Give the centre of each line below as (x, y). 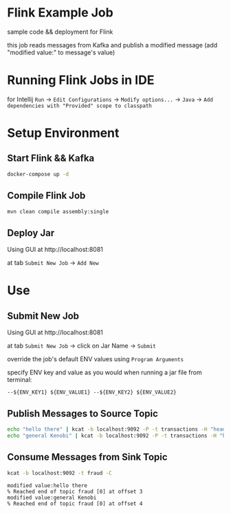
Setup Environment (63, 133)
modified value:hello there (47, 485)
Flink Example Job (60, 13)
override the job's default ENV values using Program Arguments (96, 359)
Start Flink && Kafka (51, 159)
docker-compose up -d (38, 174)
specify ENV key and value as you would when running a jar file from (104, 372)
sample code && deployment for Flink (60, 32)
